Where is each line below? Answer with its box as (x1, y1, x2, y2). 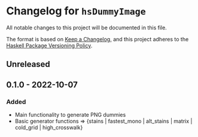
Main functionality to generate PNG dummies (14, 111, 126, 118)
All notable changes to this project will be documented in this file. (6, 24, 167, 31)
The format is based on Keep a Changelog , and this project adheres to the (6, 35, 189, 42)
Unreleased (6, 59, 51, 69)
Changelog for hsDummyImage (6, 4, 146, 18)
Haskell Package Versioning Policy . (6, 42, 93, 49)
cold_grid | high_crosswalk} (14, 124, 83, 131)
